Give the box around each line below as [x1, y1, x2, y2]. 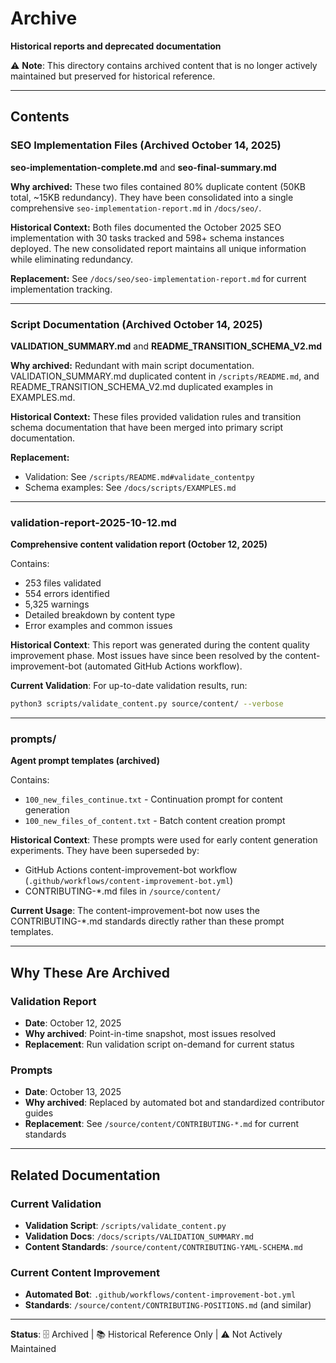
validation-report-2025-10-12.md [10, 515, 177, 529]
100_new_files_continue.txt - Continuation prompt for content [24, 793, 283, 806]
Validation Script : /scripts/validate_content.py [24, 1220, 227, 1232]
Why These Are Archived [10, 964, 170, 981]
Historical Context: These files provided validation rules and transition [10, 410, 302, 422]
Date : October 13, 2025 [24, 1086, 122, 1098]
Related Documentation [10, 1167, 161, 1184]
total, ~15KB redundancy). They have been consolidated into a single [10, 191, 294, 203]
